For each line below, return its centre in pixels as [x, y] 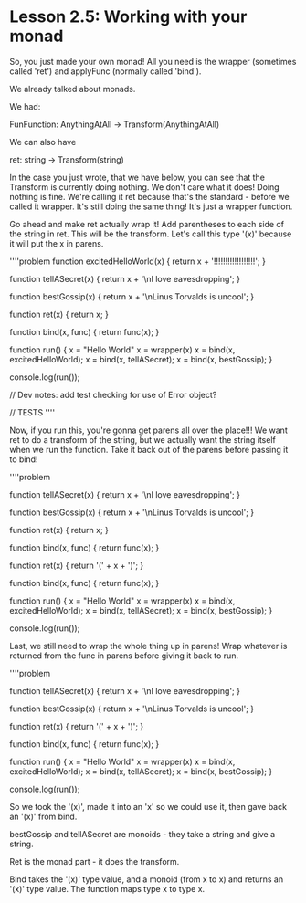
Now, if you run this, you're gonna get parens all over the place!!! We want [148, 430]
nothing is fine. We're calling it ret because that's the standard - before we [149, 196]
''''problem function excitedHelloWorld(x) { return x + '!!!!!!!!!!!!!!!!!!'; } [138, 261]
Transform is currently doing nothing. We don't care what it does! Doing [145, 187]
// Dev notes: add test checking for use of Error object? [113, 394]
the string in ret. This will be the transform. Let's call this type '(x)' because [151, 234]
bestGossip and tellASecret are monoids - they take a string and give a [142, 834]
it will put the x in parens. [57, 243]
